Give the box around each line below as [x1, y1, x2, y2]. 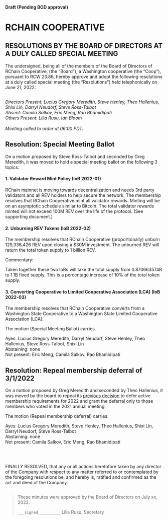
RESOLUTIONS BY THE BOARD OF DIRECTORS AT [5, 42, 163, 50]
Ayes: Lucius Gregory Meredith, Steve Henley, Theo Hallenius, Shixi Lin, [5, 423, 153, 429]
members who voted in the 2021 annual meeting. [5, 403, 106, 410]
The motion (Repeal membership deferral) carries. [5, 413, 109, 419]
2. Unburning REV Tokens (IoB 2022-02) [5, 225, 91, 231]
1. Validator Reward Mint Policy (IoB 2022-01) [5, 176, 101, 182]
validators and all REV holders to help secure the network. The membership [5, 192, 161, 198]
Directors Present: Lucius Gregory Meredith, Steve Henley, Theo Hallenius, [5, 99, 159, 105]
